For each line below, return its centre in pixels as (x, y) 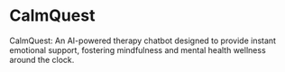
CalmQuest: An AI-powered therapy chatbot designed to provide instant (143, 40)
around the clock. (42, 59)
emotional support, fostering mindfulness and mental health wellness (138, 49)
